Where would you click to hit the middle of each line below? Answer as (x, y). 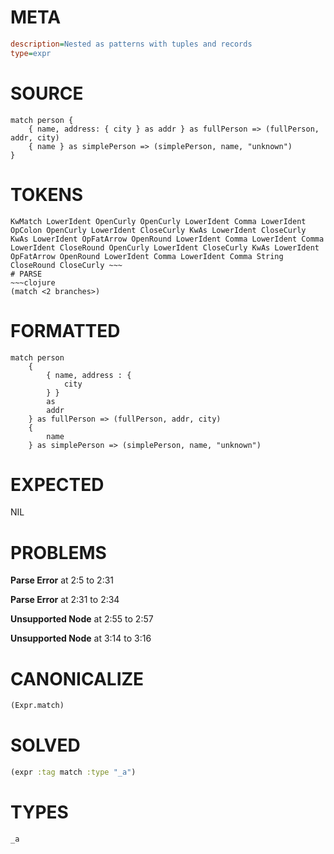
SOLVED (45, 745)
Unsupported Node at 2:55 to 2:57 (82, 619)
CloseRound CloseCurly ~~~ (66, 265)
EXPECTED (57, 484)
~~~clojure (33, 282)
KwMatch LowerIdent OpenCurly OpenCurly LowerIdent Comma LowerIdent (158, 221)
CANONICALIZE (77, 678)
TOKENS (47, 194)
